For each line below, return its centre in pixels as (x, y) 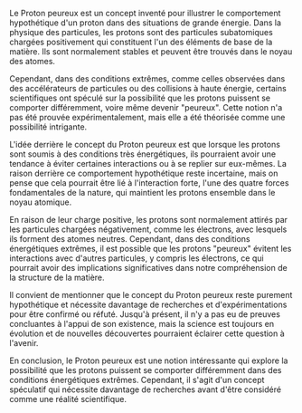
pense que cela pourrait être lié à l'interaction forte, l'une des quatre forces (149, 183)
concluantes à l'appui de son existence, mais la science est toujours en (142, 324)
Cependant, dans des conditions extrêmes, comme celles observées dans (147, 79)
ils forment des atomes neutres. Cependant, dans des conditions (130, 239)
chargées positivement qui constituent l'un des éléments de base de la (141, 42)
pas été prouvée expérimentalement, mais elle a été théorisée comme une (147, 117)
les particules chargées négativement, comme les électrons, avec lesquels (148, 229)
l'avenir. (24, 343)
